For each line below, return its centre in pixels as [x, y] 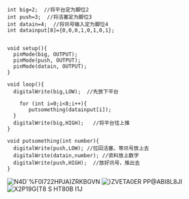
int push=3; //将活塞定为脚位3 [50, 17]
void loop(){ [26, 84]
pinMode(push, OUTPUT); [47, 60]
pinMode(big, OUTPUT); [46, 54]
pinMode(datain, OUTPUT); [50, 67]
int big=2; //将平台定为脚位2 [48, 10]
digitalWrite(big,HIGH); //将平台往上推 [72, 123]
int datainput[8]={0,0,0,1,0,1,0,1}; [61, 30]
